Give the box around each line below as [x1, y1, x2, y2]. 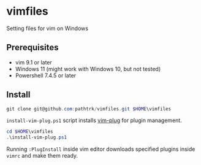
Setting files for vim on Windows [6, 25, 89, 32]
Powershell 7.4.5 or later [15, 72, 77, 79]
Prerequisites [6, 42, 59, 53]
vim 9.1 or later [15, 58, 52, 66]
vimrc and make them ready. [6, 152, 78, 159]
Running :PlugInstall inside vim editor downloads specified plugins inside [6, 145, 195, 153]
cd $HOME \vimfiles [6, 129, 53, 135]
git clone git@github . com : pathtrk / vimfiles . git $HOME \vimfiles [6, 106, 172, 112]
